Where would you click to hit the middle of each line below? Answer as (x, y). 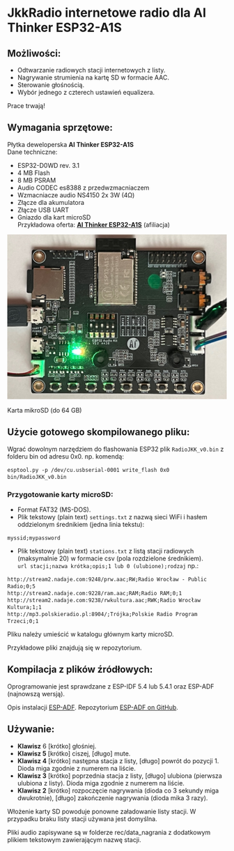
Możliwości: (34, 53)
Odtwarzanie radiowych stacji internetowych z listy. (91, 70)
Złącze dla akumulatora (51, 202)
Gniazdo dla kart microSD (54, 217)
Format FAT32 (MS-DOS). (54, 509)
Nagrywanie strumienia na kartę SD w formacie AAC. (93, 77)
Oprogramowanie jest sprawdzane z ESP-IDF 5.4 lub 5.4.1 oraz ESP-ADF (111, 686)
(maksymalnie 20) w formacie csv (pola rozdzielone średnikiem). (110, 558)
